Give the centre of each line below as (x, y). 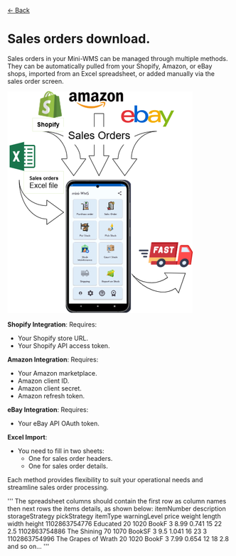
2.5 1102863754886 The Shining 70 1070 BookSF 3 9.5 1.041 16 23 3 (107, 531)
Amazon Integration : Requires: (53, 359)
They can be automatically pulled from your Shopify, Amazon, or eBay (110, 66)
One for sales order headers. (70, 458)
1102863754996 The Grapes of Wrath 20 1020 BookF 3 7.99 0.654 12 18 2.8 (118, 538)
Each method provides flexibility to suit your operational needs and (105, 479)
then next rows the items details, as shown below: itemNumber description (117, 508)
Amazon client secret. (49, 388)
